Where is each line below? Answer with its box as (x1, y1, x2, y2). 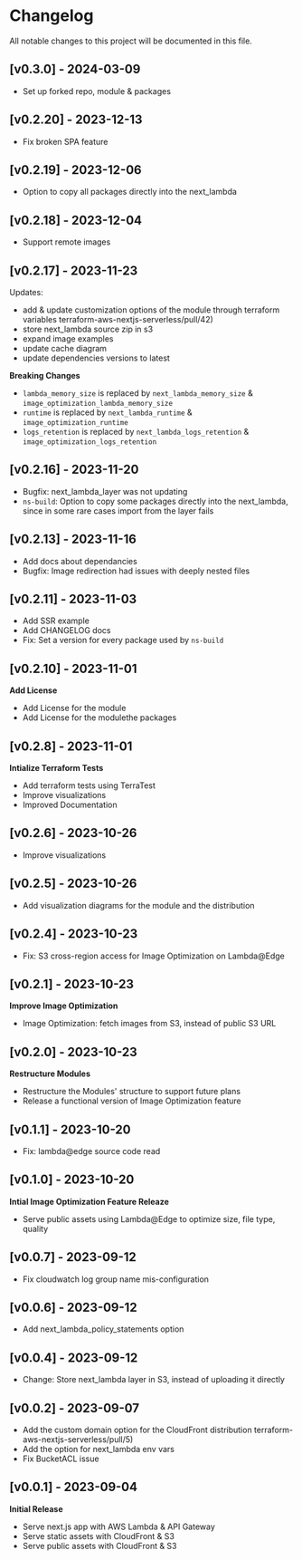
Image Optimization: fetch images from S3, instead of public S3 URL (22, 1018, 277, 1029)
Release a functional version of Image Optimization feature (22, 1095, 241, 1106)
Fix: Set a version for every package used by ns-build (22, 635, 224, 646)
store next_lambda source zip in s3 (22, 323, 154, 334)
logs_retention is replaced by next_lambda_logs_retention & (22, 427, 250, 437)
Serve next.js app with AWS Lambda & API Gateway (22, 1521, 215, 1532)
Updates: (9, 287, 43, 297)
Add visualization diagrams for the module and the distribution (22, 900, 255, 910)
